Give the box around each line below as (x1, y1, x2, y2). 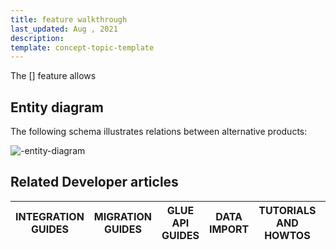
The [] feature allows (10, 70, 97, 82)
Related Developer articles (10, 174, 179, 191)
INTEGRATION (15, 209, 85, 223)
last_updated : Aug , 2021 (10, 24, 118, 34)
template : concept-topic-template (10, 42, 155, 53)
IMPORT (208, 222, 250, 236)
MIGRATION (93, 209, 152, 223)
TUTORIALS (258, 203, 317, 217)
